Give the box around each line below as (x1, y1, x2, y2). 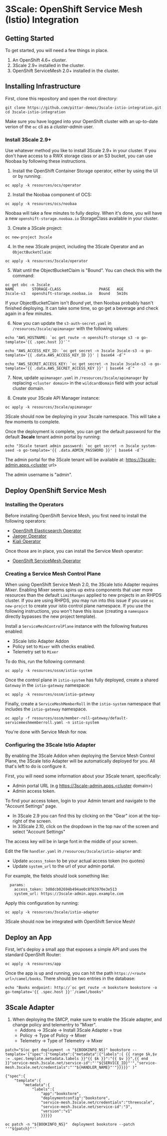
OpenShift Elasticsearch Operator (12, 527, 81, 534)
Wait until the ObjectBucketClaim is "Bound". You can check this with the (12, 267, 162, 273)
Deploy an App (5, 933, 52, 942)
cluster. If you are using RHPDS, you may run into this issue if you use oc (5, 597, 154, 604)
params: (9, 883, 26, 888)
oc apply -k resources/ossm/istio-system (5, 668, 93, 673)
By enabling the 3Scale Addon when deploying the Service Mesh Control (5, 752, 155, 759)
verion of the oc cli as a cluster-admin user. (5, 124, 94, 130)
